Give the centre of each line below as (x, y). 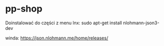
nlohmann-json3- (141, 23)
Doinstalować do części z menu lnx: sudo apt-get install (64, 23)
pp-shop (24, 9)
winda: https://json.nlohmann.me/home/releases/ (57, 38)
